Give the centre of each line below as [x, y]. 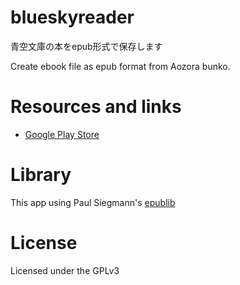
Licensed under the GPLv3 [65, 270]
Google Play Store [62, 134]
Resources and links [96, 107]
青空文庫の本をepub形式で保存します [86, 46]
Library [41, 175]
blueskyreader [72, 17]
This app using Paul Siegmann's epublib [93, 202]
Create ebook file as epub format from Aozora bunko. [120, 66]
